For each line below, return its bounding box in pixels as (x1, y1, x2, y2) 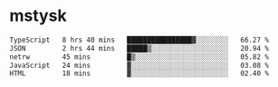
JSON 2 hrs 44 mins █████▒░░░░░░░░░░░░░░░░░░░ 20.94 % (9, 43, 270, 53)
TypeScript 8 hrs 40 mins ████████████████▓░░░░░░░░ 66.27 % (9, 35, 270, 44)
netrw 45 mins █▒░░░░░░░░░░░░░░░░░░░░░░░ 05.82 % (9, 52, 270, 62)
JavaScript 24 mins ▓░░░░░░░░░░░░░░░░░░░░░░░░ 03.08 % (9, 61, 270, 70)
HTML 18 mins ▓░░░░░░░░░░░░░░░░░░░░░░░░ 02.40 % (9, 69, 270, 78)
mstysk (9, 5, 67, 26)
